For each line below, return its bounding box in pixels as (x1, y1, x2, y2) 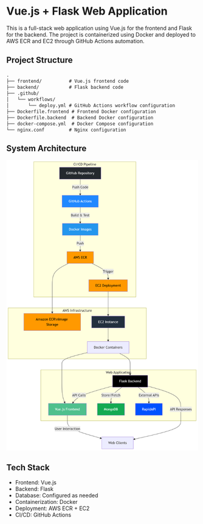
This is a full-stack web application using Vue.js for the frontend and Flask (6, 24, 193, 32)
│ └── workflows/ (6, 96, 56, 102)
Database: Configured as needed (15, 492, 98, 499)
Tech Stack (6, 462, 50, 473)
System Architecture (6, 143, 87, 154)
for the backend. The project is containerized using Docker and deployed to (6, 30, 196, 38)
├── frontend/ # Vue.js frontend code (6, 78, 129, 84)
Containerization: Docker (15, 498, 78, 505)
